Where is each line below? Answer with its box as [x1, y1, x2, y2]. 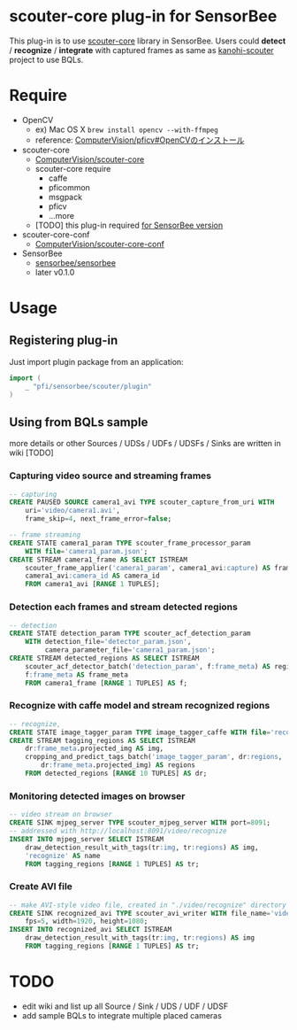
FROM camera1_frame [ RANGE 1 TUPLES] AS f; [25, 678, 188, 687]
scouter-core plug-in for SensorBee [9, 6, 278, 27]
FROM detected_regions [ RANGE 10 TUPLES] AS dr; [25, 769, 208, 778]
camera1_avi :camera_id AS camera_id [25, 571, 161, 581]
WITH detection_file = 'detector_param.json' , [25, 638, 192, 647]
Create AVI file [9, 880, 73, 893]
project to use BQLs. [9, 54, 84, 65]
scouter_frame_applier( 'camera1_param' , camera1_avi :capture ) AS [25, 563, 271, 572]
